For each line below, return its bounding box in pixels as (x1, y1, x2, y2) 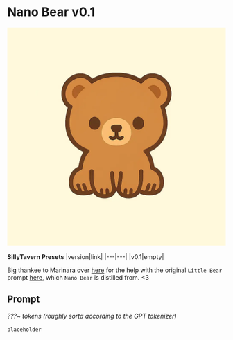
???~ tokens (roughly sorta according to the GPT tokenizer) (7, 312, 177, 320)
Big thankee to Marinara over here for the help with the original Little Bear (7, 266, 223, 274)
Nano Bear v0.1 (7, 4, 96, 20)
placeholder (7, 326, 42, 333)
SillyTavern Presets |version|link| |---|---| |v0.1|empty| (7, 252, 164, 260)
